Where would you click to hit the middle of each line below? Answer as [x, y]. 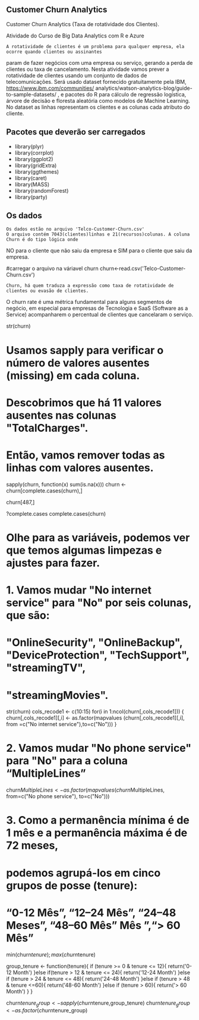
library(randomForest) [42, 190]
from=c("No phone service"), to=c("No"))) [58, 796]
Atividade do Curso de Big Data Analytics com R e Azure [75, 36]
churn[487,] [20, 502]
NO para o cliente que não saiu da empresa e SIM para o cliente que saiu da [99, 251]
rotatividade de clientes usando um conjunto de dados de [77, 75]
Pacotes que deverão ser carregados [76, 132]
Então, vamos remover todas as [86, 455]
